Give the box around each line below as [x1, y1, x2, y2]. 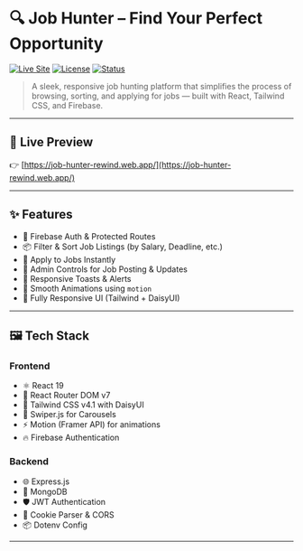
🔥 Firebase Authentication [22, 432, 120, 444]
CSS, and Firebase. [31, 99, 104, 110]
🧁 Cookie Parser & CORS [22, 509, 115, 520]
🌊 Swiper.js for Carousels [22, 409, 117, 420]
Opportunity [9, 33, 104, 54]
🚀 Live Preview [9, 135, 94, 150]
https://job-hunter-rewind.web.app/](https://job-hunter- [23, 159, 232, 170]
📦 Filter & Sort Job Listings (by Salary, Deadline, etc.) [22, 241, 224, 252]
